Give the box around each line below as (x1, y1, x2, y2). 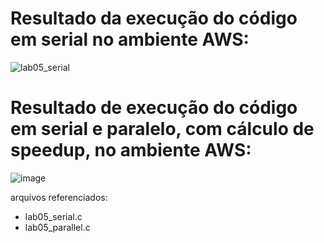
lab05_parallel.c (24, 221, 91, 233)
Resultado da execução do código (10, 7, 298, 30)
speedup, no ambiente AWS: (10, 139, 252, 162)
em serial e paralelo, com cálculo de (10, 118, 315, 141)
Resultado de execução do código (10, 97, 298, 119)
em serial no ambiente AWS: (10, 28, 250, 51)
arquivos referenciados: (10, 191, 108, 203)
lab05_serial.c (24, 210, 83, 222)
